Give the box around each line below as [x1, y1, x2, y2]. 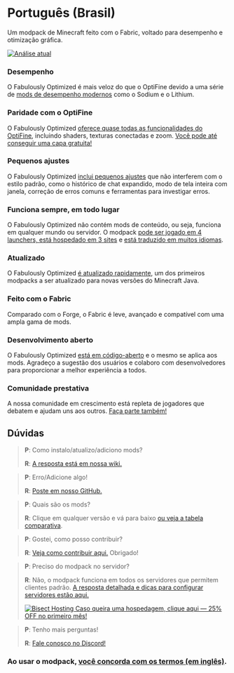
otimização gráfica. [7, 35, 63, 44]
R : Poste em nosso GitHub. [24, 487, 103, 495]
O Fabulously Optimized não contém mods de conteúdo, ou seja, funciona [7, 221, 221, 229]
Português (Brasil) [7, 5, 116, 21]
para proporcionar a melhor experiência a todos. [7, 366, 147, 374]
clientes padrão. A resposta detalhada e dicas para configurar [24, 583, 204, 592]
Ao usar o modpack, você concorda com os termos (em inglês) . [7, 657, 227, 667]
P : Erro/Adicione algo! [24, 473, 88, 482]
